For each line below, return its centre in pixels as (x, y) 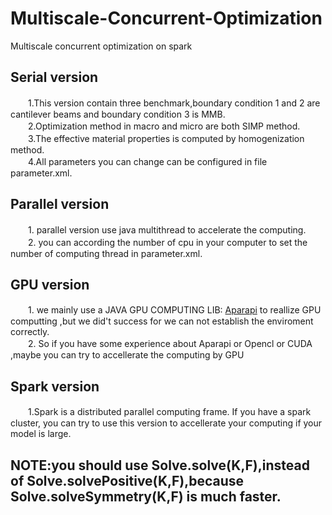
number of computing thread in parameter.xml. (106, 253)
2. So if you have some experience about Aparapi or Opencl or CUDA (170, 344)
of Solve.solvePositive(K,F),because (127, 480)
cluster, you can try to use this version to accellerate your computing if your (166, 423)
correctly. (30, 332)
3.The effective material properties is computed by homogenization (166, 138)
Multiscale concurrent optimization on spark (101, 46)
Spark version (55, 386)
